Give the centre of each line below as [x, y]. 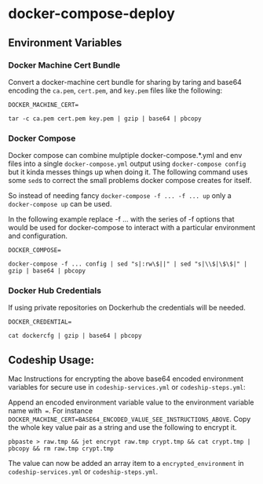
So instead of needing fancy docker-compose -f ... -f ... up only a [120, 196]
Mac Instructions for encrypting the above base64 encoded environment [126, 379]
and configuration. [38, 236]
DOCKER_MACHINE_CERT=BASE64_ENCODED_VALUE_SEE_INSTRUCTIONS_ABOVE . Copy [130, 419]
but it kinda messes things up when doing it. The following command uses [128, 172]
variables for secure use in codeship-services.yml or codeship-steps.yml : [127, 387]
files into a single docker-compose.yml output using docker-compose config [127, 164]
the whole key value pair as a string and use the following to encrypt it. [122, 427]
